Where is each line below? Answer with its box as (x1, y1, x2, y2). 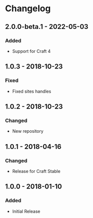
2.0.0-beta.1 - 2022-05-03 (5, 23, 89, 31)
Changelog (5, 3, 51, 14)
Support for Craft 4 (12, 48, 51, 54)
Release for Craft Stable (12, 168, 61, 174)
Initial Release (12, 208, 41, 214)
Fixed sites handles (12, 88, 51, 94)
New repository (12, 128, 44, 134)
